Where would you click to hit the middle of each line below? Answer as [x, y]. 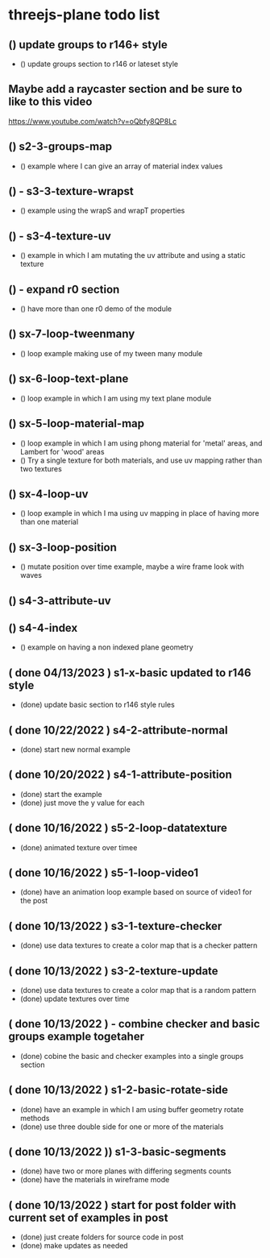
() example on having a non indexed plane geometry [106, 647]
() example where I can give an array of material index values [121, 166]
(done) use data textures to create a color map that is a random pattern [138, 990]
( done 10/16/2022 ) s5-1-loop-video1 [104, 872]
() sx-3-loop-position [62, 547]
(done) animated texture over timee [79, 847]
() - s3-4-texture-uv [60, 236]
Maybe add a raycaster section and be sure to [125, 89]
